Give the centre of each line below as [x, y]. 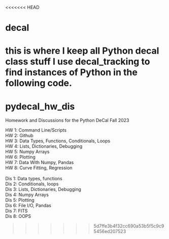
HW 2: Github [20, 136]
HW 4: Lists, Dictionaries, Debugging [44, 146]
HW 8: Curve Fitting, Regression [39, 168]
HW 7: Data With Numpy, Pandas [40, 163]
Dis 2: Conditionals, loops [32, 184]
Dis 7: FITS [16, 211]
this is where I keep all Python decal [82, 51]
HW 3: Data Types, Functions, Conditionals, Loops [58, 141]
